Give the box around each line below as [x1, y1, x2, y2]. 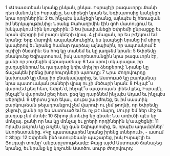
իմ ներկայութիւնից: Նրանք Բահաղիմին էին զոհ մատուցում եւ [5, 20, 153, 27]
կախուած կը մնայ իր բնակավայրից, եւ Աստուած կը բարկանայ [5, 75, 156, 81]
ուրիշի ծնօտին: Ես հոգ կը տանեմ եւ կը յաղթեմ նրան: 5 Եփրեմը [5, 48, 156, 54]
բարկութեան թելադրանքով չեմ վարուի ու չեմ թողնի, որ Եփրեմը [5, 102, 158, 108]
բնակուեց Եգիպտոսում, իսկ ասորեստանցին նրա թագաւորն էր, [5, 53, 158, 59]
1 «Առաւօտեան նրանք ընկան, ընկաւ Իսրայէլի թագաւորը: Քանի [5, 5, 157, 10]
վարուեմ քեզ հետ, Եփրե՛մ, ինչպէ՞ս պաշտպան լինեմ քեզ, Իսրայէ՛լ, [5, 86, 163, 91]
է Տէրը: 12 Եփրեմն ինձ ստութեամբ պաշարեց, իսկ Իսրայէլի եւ [5, 135, 151, 140]
